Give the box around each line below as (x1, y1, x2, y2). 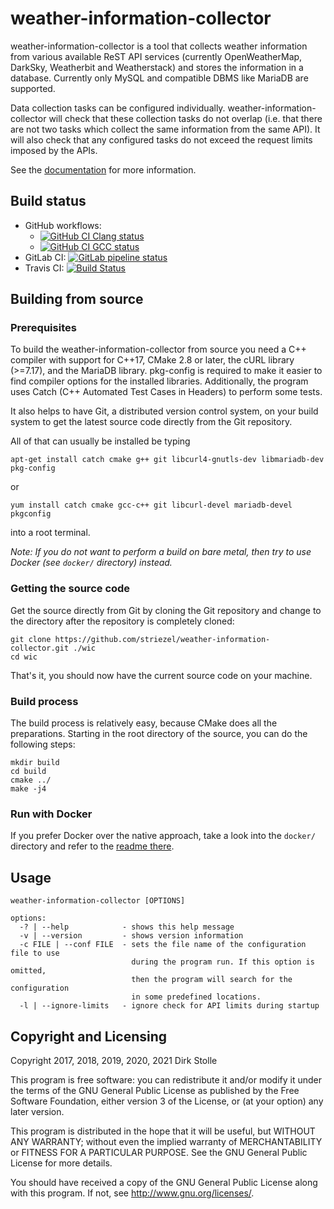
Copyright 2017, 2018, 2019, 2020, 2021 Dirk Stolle (10, 1054, 218, 1066)
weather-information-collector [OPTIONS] (10, 896, 186, 906)
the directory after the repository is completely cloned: (10, 615, 235, 627)
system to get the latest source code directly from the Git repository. (10, 416, 293, 428)
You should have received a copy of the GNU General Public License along (10, 1176, 318, 1188)
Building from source (10, 291, 144, 308)
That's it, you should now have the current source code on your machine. (10, 669, 313, 681)
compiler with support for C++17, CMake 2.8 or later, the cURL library (10, 354, 295, 366)
